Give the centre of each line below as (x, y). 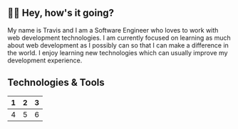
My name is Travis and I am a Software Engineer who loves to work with (113, 30)
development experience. (45, 60)
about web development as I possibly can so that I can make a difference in (118, 45)
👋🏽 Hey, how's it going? (61, 13)
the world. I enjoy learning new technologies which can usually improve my (118, 52)
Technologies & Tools (56, 83)
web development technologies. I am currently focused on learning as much (119, 38)
